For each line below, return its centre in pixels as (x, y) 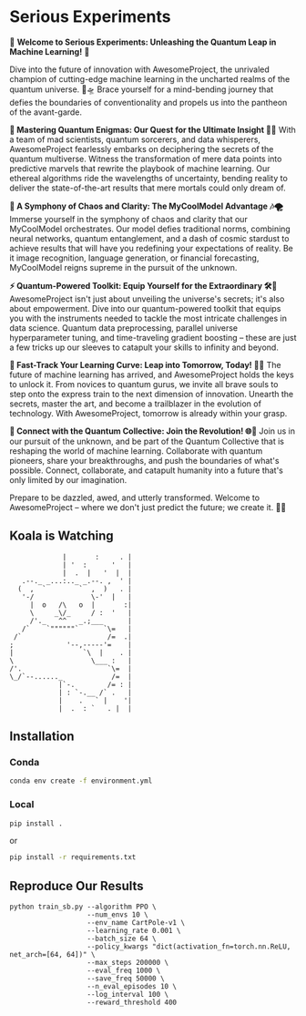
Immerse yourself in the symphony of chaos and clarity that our (128, 219)
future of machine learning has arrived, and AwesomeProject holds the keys (152, 375)
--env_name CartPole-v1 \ (136, 923)
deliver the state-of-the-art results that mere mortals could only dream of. (148, 188)
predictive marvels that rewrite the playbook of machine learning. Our (140, 168)
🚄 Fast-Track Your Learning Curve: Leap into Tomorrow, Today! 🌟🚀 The (145, 364)
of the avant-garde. (46, 112)
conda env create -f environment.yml (81, 781)
